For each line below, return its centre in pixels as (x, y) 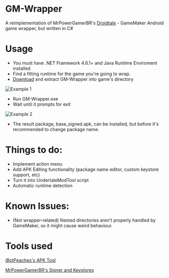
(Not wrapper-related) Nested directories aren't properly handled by (84, 220)
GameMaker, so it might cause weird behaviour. (63, 225)
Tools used (29, 246)
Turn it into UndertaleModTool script (51, 180)
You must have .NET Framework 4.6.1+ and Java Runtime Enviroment (85, 63)
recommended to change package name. (56, 129)
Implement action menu (37, 164)
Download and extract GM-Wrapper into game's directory (73, 79)
